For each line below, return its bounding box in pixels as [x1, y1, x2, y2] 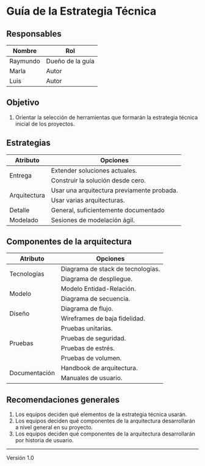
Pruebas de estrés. [60, 344, 115, 353]
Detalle [9, 206, 30, 214]
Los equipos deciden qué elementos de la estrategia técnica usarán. [15, 410, 187, 418]
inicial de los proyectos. [15, 120, 75, 127]
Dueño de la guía [46, 57, 95, 65]
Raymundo [9, 57, 41, 65]
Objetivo [6, 98, 40, 108]
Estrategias [6, 138, 51, 148]
